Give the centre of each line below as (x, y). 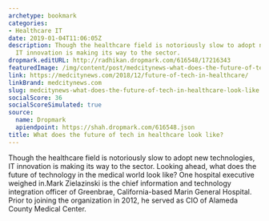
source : (21, 113)
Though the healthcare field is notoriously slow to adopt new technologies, (132, 158)
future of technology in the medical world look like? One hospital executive (131, 175)
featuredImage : (34, 68)
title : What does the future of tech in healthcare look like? (116, 135)
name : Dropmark (41, 120)
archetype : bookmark (43, 16)
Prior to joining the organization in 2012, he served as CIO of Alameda (123, 200)
